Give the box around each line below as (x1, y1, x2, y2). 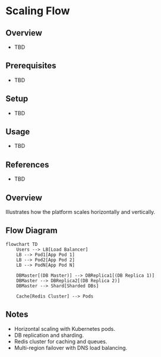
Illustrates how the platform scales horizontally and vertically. (5, 208, 156, 216)
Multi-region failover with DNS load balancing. (14, 344, 128, 351)
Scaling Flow (5, 4, 70, 18)
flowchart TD (5, 241, 38, 247)
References (5, 159, 49, 170)
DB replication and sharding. (14, 331, 84, 339)
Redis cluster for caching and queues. (14, 337, 108, 345)
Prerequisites (5, 61, 56, 71)
